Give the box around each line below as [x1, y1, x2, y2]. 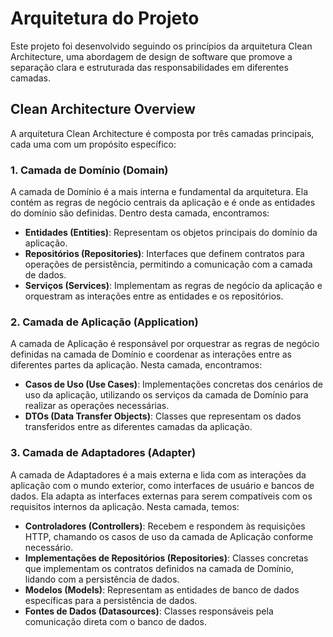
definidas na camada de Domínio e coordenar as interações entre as [10, 348, 292, 361]
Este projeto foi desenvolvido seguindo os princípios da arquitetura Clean [10, 40, 313, 52]
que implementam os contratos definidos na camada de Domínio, [24, 562, 294, 574]
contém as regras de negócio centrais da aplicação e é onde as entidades [10, 197, 316, 209]
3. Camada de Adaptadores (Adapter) [10, 446, 197, 460]
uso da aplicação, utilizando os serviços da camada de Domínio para [24, 389, 309, 401]
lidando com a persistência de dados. [24, 573, 180, 585]
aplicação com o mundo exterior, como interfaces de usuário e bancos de [10, 479, 315, 491]
